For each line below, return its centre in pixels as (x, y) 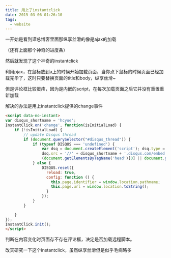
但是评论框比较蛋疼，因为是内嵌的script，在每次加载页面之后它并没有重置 (83, 89)
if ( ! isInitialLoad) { (38, 130)
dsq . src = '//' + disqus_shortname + (82, 154)
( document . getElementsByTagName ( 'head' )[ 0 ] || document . (103, 158)
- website (20, 24)
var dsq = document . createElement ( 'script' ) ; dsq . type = (103, 149)
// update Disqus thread (50, 135)
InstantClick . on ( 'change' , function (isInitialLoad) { (64, 125)
